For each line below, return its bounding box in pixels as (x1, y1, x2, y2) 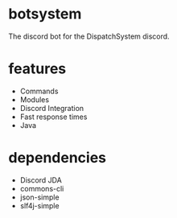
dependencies (8, 149, 107, 167)
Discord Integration (19, 103, 84, 113)
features (8, 60, 67, 78)
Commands (19, 86, 59, 96)
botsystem (8, 5, 82, 23)
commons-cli (19, 183, 64, 193)
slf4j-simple (19, 200, 60, 210)
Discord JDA (19, 175, 62, 185)
